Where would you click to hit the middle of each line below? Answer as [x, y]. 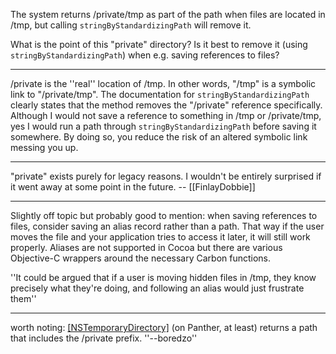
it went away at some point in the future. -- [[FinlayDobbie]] [133, 187]
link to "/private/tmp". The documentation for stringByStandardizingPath [160, 94]
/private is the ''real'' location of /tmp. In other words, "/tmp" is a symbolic [163, 83]
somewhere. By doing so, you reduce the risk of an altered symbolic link [159, 137]
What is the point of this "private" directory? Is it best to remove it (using [159, 44]
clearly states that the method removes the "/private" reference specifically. [166, 105]
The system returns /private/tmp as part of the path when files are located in [168, 14]
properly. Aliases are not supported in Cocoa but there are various [146, 247]
